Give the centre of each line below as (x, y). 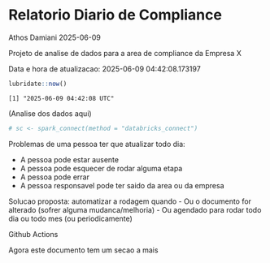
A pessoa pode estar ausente (70, 159)
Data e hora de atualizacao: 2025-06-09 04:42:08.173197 (105, 69)
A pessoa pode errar (54, 177)
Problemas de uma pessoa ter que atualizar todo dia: (97, 144)
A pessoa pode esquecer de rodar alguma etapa (101, 168)
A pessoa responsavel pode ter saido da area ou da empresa (122, 185)
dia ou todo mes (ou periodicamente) (70, 218)
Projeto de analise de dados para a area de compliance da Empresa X (125, 53)
